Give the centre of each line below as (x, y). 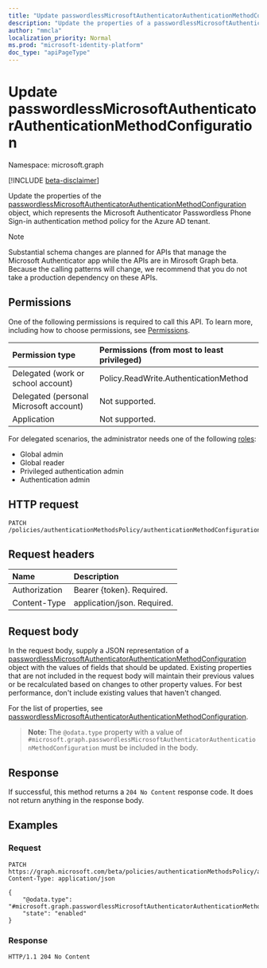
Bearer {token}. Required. (121, 590)
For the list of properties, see (56, 708)
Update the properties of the (55, 195)
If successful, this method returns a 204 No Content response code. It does (131, 792)
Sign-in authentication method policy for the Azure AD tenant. (109, 221)
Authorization (37, 590)
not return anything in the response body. (76, 800)
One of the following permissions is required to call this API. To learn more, (131, 321)
